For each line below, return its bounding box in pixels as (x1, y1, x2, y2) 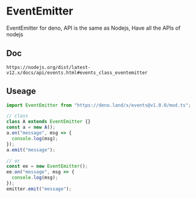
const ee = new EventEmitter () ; (6, 163, 88, 170)
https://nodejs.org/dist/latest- (6, 64, 91, 70)
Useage (6, 86, 36, 96)
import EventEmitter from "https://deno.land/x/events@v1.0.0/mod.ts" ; (6, 102, 191, 108)
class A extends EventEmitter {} (6, 119, 91, 125)
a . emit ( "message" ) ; (6, 147, 56, 153)
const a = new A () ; (6, 124, 56, 131)
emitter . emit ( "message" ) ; (6, 186, 72, 192)
